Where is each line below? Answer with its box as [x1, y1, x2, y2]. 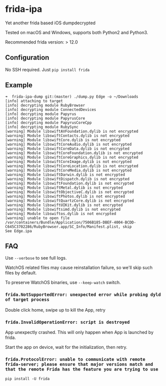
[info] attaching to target [5, 98, 63, 104]
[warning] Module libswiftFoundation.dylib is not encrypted [5, 181, 134, 186]
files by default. [5, 270, 37, 276]
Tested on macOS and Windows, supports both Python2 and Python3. [5, 29, 149, 35]
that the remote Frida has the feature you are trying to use [5, 366, 159, 372]
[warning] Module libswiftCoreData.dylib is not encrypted [5, 146, 130, 151]
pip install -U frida [5, 377, 50, 382]
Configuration [5, 54, 50, 62]
